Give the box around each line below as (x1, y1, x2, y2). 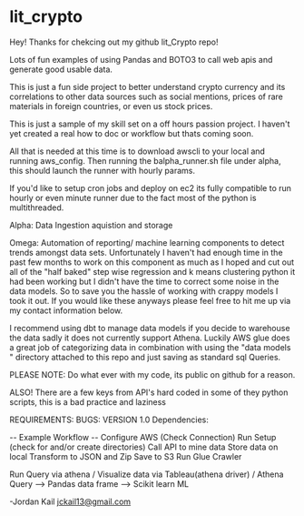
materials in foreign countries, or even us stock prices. (9, 100, 213, 111)
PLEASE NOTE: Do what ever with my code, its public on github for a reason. (9, 369, 296, 379)
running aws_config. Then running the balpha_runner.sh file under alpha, (9, 155, 281, 166)
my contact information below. (9, 305, 123, 316)
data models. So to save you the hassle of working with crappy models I (9, 285, 279, 297)
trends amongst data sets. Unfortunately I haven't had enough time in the (9, 247, 283, 258)
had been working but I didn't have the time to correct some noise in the (9, 276, 279, 287)
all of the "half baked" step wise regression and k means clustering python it (9, 266, 296, 277)
